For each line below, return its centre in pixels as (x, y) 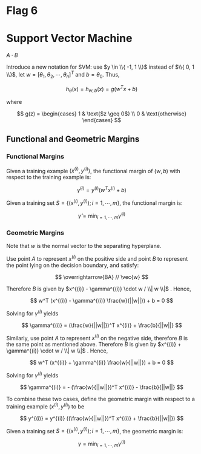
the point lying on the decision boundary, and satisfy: (73, 266)
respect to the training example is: (49, 177)
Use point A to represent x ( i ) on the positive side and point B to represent (97, 258)
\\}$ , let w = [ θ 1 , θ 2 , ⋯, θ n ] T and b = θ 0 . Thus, (63, 75)
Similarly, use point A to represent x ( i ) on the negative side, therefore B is (97, 337)
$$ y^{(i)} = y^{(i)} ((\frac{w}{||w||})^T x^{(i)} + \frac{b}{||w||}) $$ (102, 418)
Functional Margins (35, 157)
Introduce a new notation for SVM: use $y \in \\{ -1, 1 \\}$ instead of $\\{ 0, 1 (100, 67)
